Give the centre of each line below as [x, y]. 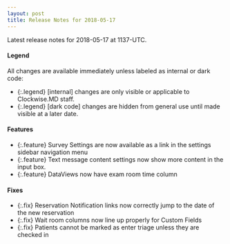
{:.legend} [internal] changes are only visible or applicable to [103, 91]
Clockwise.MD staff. [46, 99]
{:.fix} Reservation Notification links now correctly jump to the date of [116, 205]
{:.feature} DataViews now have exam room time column [97, 174]
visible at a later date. [48, 113]
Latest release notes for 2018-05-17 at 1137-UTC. [77, 39]
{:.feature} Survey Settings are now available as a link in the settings [114, 144]
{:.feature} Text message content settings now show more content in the [120, 159]
